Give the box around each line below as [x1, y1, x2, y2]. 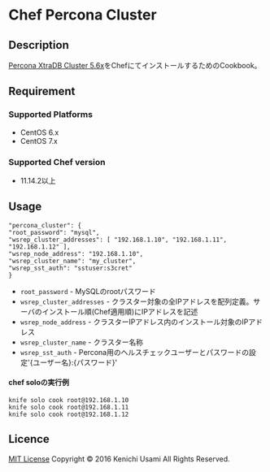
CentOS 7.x [20, 136, 59, 145]
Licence [8, 432, 50, 446]
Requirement [8, 84, 76, 98]
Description [8, 38, 69, 52]
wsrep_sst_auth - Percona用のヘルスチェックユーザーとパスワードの [20, 347, 250, 357]
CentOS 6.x [20, 128, 59, 137]
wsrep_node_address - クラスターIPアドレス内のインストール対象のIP [20, 317, 249, 327]
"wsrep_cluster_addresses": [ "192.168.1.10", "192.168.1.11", [8, 236, 228, 244]
